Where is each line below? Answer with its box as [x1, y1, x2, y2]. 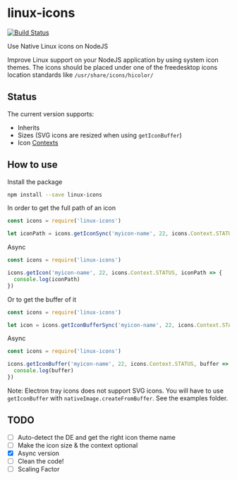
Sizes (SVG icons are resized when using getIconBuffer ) [17, 130, 182, 139]
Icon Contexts [17, 138, 59, 147]
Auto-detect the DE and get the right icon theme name [17, 433, 176, 441]
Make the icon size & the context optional [17, 441, 138, 449]
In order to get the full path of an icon [7, 204, 116, 212]
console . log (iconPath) [13, 276, 80, 283]
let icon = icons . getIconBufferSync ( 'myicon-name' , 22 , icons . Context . [7, 321, 222, 328]
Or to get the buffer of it [7, 295, 77, 304]
